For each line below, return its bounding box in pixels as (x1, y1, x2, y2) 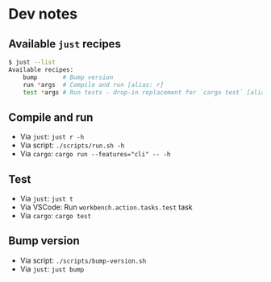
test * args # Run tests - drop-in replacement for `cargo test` (23, 88, 244, 97)
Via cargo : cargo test (19, 211, 92, 220)
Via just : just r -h (19, 132, 85, 142)
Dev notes (8, 5, 78, 23)
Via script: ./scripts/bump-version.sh (19, 255, 147, 265)
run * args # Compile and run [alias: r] (23, 81, 164, 89)
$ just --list (8, 58, 56, 66)
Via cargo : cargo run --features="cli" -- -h (19, 149, 171, 159)
